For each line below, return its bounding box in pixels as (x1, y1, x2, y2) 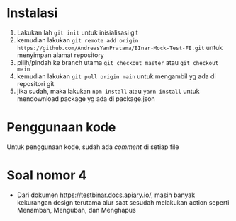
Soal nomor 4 (6, 167, 87, 184)
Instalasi (6, 5, 58, 21)
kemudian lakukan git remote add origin (16, 35, 139, 44)
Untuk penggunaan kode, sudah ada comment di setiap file (6, 143, 179, 151)
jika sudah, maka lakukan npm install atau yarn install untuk (16, 87, 200, 95)
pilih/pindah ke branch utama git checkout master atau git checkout (16, 58, 219, 66)
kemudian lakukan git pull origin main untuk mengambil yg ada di (16, 72, 217, 80)
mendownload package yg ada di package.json (16, 94, 155, 103)
